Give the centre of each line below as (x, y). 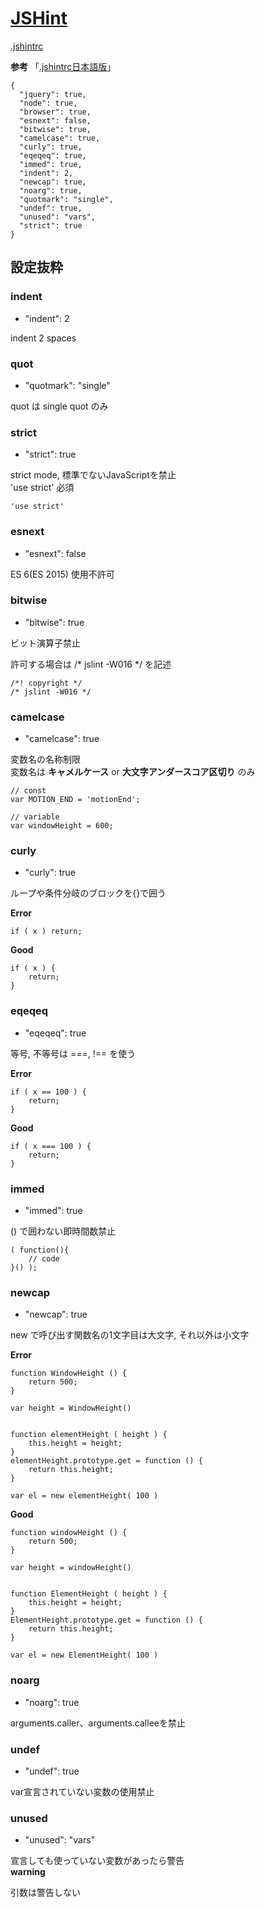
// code (44, 1259)
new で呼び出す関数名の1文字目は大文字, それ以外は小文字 (130, 1335)
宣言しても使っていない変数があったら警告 (97, 1861)
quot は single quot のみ (59, 406)
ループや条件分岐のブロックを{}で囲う (88, 893)
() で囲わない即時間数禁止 (63, 1231)
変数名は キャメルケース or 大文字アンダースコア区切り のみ (133, 772)
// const (28, 791)
